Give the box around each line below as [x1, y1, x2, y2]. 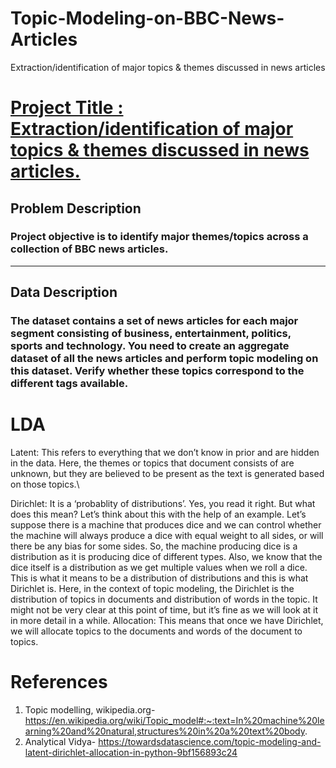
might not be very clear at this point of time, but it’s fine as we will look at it [10, 604, 319, 616]
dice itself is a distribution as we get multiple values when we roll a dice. [10, 562, 308, 574]
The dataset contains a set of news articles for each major [10, 314, 299, 328]
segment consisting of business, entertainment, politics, [10, 327, 292, 341]
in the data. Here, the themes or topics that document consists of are [10, 457, 295, 469]
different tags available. [10, 377, 129, 391]
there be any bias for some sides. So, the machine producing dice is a [10, 540, 298, 552]
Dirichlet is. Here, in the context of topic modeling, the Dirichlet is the [10, 583, 295, 595]
